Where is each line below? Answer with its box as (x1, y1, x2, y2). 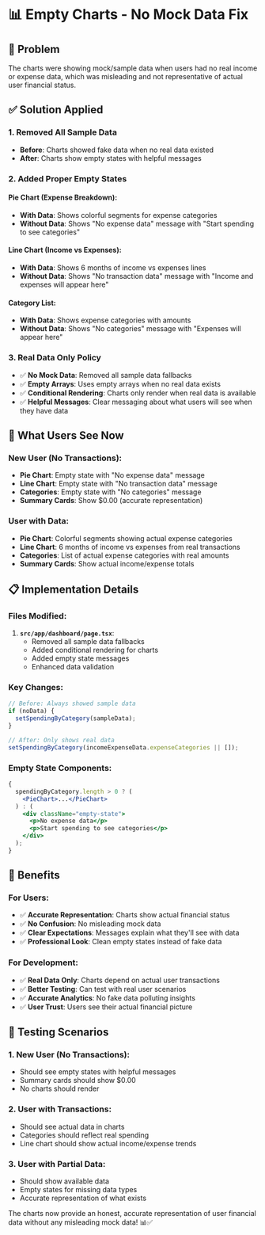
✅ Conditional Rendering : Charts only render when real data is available (19, 388, 256, 398)
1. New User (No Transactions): (8, 1050, 131, 1061)
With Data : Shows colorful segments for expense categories (19, 210, 218, 219)
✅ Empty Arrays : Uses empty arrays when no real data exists (19, 379, 221, 388)
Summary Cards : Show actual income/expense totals (19, 558, 195, 568)
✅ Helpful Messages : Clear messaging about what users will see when (19, 397, 252, 406)
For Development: (8, 957, 79, 968)
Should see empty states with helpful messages (19, 1067, 176, 1077)
